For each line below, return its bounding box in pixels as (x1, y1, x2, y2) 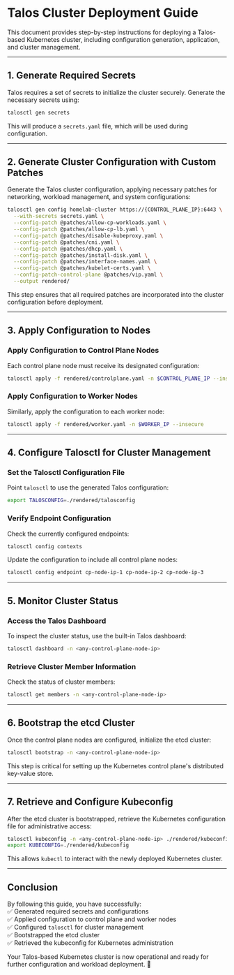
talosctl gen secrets (7, 109, 70, 116)
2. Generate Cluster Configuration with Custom (7, 156, 217, 168)
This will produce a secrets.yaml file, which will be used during (7, 122, 188, 130)
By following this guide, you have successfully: (7, 900, 141, 909)
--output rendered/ (13, 278, 70, 285)
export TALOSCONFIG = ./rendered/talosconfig (7, 497, 136, 504)
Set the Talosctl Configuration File (7, 467, 125, 477)
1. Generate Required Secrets (7, 70, 136, 82)
